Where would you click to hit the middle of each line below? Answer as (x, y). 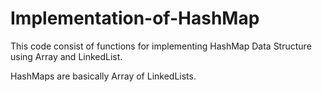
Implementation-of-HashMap (135, 18)
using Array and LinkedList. (66, 56)
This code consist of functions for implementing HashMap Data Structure (161, 46)
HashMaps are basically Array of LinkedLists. (103, 76)
